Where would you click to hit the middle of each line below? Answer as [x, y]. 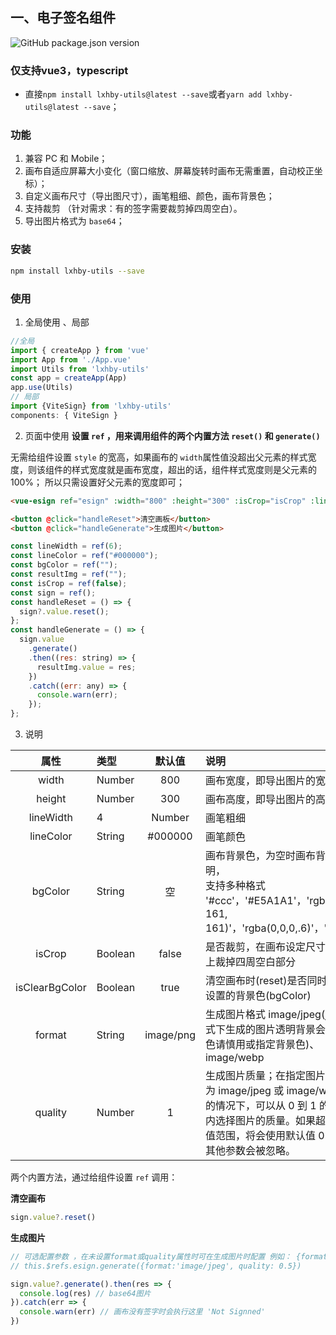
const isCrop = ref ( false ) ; [69, 583]
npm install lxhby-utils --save [77, 271]
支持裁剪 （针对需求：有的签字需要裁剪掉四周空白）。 [133, 209]
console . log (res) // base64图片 [85, 1293]
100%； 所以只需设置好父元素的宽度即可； [98, 482]
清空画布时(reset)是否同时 [266, 980]
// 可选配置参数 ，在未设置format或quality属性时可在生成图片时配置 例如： [151, 1256]
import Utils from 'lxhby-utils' [80, 369]
